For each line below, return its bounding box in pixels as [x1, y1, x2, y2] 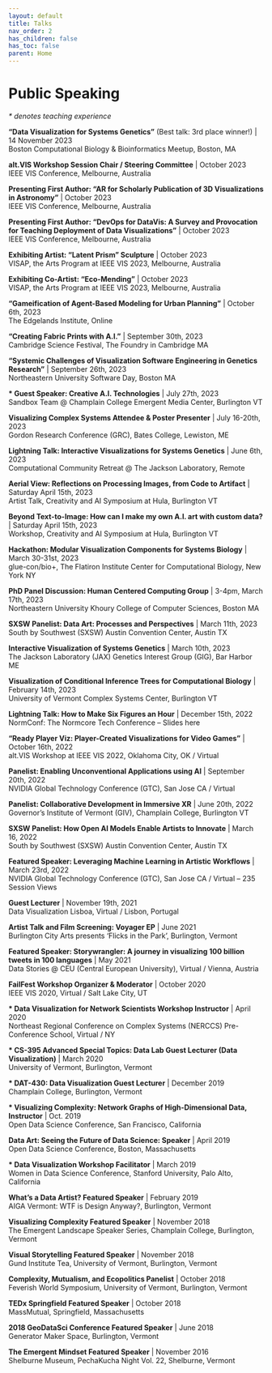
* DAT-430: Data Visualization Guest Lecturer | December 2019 [8, 1078, 225, 1088]
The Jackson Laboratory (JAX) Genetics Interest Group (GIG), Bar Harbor [8, 651, 253, 661]
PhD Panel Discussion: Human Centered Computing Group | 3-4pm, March [8, 586, 263, 595]
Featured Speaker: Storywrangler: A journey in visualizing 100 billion [8, 946, 245, 956]
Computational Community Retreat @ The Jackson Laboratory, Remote [8, 463, 245, 472]
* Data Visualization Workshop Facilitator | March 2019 [8, 1159, 197, 1169]
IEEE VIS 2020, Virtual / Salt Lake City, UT [8, 987, 148, 997]
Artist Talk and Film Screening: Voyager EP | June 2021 [8, 922, 197, 932]
